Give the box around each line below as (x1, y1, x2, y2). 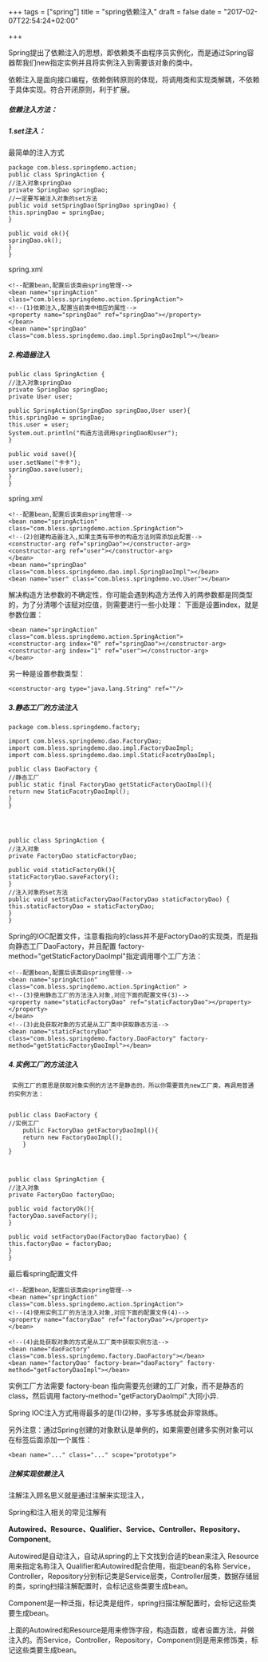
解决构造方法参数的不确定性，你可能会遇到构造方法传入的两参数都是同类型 (8, 590, 253, 600)
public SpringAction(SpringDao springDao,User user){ (8, 407, 191, 415)
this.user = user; (8, 421, 69, 429)
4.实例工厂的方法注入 (8, 1059, 78, 1069)
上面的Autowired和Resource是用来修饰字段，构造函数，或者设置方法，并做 (8, 1625, 255, 1635)
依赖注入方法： (8, 105, 57, 114)
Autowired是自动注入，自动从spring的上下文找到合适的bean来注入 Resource (8, 1552, 259, 1561)
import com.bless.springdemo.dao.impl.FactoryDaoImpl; (8, 744, 195, 752)
